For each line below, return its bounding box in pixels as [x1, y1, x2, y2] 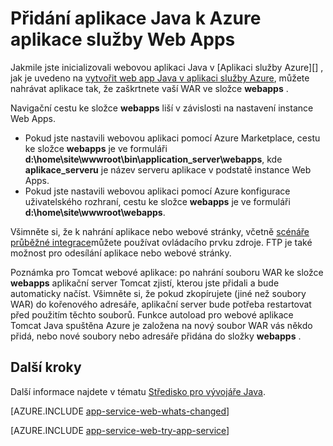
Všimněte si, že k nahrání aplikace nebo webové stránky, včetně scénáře [10, 225, 310, 237]
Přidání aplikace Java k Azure [10, 7, 262, 30]
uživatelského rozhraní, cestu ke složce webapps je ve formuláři [24, 195, 291, 207]
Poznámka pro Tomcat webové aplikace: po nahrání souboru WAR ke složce [10, 266, 324, 278]
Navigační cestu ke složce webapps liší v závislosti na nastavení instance [10, 102, 314, 114]
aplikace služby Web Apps [10, 28, 236, 51]
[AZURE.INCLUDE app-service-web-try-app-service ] [10, 424, 230, 436]
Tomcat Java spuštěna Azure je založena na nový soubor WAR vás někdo [10, 319, 313, 331]
